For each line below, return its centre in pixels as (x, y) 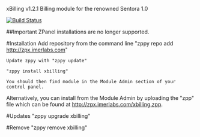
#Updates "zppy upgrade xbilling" (48, 116)
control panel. (25, 87)
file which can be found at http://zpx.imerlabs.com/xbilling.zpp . (85, 104)
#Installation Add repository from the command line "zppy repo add (90, 43)
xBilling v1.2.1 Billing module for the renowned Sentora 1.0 (77, 9)
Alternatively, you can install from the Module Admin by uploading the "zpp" (100, 98)
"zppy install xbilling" (37, 71)
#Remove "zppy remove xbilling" (47, 127)
